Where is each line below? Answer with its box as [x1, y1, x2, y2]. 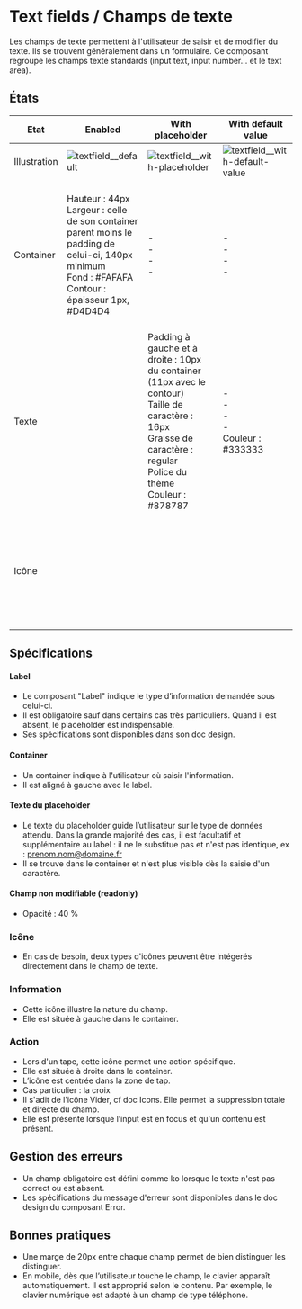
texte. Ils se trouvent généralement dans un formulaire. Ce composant [9, 45, 269, 56]
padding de [67, 237, 115, 249]
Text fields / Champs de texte [9, 6, 234, 27]
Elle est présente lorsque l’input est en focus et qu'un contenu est [22, 1113, 267, 1124]
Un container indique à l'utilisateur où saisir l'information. [22, 769, 234, 780]
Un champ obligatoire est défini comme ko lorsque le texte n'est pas [22, 1172, 276, 1184]
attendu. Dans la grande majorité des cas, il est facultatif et [22, 829, 241, 840]
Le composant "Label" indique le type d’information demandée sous [22, 691, 276, 702]
